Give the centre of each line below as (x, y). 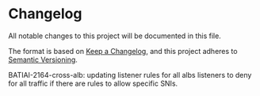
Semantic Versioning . (43, 60)
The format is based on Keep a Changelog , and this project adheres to (123, 51)
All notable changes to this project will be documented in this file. (115, 36)
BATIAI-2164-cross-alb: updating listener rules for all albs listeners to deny (130, 75)
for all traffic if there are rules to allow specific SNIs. (93, 83)
